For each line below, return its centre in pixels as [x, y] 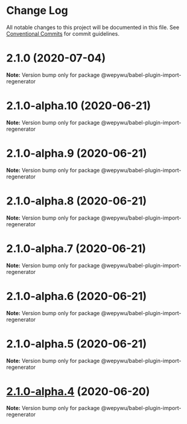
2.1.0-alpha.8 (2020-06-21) [77, 201]
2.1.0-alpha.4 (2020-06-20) [78, 391]
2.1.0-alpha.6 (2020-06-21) [77, 296]
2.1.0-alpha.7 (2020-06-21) [76, 248]
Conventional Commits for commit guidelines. [63, 33]
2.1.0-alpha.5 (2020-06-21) [76, 344]
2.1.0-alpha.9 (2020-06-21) [77, 153]
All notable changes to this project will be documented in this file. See [93, 27]
